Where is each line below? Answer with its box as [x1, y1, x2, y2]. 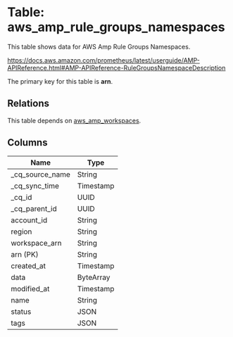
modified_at [11, 284, 50, 293]
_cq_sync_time [11, 181, 60, 191]
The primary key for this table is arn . [7, 77, 113, 85]
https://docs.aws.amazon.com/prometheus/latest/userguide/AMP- [7, 56, 201, 64]
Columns [7, 136, 48, 148]
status [11, 307, 32, 317]
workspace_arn [11, 238, 62, 248]
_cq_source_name [11, 170, 70, 179]
